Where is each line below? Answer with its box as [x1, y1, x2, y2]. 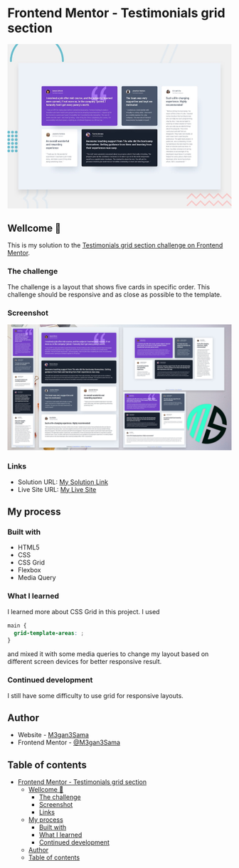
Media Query [17, 574, 56, 582]
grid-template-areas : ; [14, 629, 84, 637]
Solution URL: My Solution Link [17, 478, 109, 486]
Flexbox [17, 566, 41, 574]
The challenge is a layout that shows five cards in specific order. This [7, 282, 211, 291]
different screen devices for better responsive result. [7, 658, 162, 666]
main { [7, 622, 27, 629]
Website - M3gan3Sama [17, 731, 89, 739]
